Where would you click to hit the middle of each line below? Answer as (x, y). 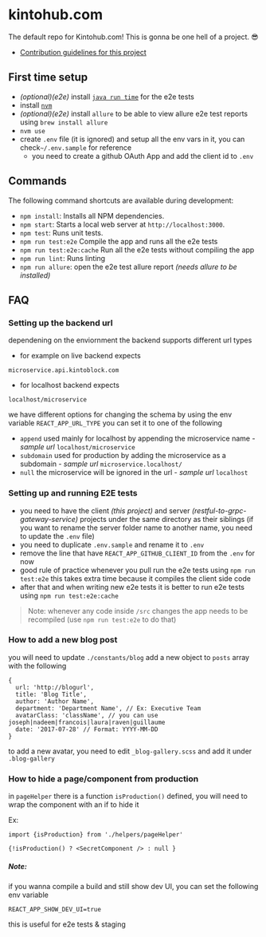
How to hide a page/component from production (104, 778)
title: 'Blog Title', (51, 694)
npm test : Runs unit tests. (61, 232)
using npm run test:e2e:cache (69, 595)
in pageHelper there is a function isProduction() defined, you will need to (128, 797)
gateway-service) (49, 519)
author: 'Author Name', (55, 701)
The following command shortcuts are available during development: (121, 200)
